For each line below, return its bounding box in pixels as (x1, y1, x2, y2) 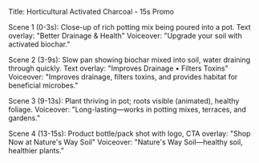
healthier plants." (8, 146, 64, 155)
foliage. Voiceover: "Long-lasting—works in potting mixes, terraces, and (8, 104, 247, 114)
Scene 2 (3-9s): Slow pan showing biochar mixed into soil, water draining (8, 55, 251, 64)
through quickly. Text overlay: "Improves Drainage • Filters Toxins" (8, 63, 229, 73)
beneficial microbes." (8, 80, 79, 90)
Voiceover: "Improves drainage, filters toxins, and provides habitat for (8, 72, 238, 81)
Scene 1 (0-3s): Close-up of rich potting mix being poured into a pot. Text (8, 22, 251, 31)
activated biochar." (8, 39, 71, 49)
